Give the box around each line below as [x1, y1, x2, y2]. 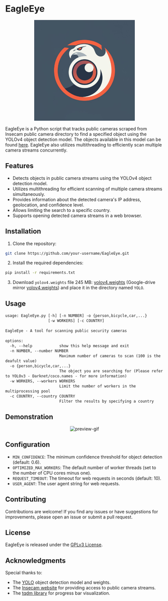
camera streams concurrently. [5, 147, 68, 153]
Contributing [5, 495, 46, 504]
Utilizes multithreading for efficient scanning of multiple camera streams [12, 186, 162, 192]
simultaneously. [12, 191, 45, 197]
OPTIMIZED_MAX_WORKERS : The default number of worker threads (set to [12, 464, 156, 471]
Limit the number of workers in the [59, 384, 136, 389]
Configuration [5, 440, 50, 449]
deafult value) [5, 358, 37, 364]
